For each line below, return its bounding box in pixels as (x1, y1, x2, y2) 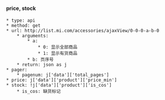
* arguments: (16, 33, 49, 39)
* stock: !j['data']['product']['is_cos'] (6, 82, 112, 88)
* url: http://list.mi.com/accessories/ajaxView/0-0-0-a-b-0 (6, 28, 160, 34)
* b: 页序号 (27, 57, 54, 63)
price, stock (6, 5, 37, 12)
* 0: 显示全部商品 (37, 44, 78, 50)
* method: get (6, 23, 41, 29)
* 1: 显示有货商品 (37, 50, 78, 57)
